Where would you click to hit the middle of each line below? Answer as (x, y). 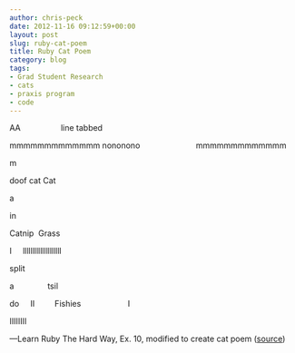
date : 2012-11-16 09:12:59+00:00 (73, 26)
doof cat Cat (33, 181)
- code (22, 102)
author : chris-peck (46, 18)
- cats (22, 85)
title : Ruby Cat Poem (50, 52)
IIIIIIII (18, 321)
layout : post (34, 34)
